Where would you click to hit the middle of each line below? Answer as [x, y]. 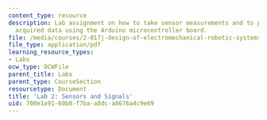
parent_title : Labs [41, 74]
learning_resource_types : [51, 52]
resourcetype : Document [48, 89]
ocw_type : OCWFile [39, 67]
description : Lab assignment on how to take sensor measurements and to [131, 23]
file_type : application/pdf [55, 45]
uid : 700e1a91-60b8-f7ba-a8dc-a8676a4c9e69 [81, 103]
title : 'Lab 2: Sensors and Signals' [71, 96]
